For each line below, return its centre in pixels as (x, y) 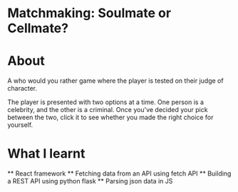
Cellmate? (38, 28)
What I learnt (46, 154)
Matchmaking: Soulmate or (89, 13)
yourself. (20, 125)
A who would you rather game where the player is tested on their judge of (115, 81)
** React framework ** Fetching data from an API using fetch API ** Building (119, 173)
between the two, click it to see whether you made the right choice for (110, 117)
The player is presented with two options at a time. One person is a (106, 102)
